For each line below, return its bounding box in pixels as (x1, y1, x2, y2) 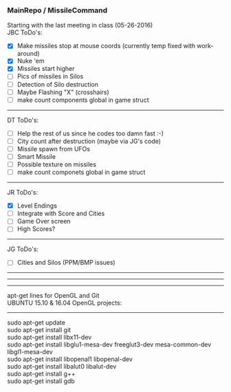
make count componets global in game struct (16, 168, 146, 177)
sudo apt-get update (7, 318, 65, 327)
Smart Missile (16, 152, 56, 160)
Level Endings (16, 202, 57, 210)
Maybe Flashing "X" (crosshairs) (16, 88, 110, 96)
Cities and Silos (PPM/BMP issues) (16, 259, 115, 267)
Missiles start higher (16, 65, 75, 73)
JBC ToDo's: (7, 28, 43, 36)
